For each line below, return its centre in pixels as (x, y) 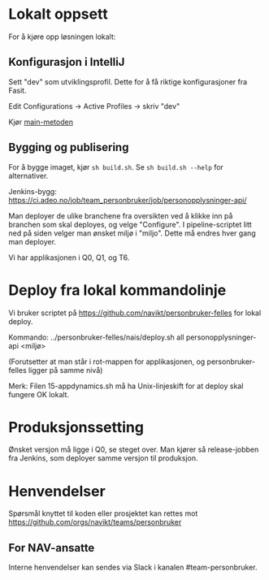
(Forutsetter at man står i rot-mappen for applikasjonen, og (107, 361)
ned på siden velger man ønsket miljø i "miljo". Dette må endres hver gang (132, 233)
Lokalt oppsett (58, 14)
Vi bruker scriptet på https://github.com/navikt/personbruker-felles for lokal (135, 313)
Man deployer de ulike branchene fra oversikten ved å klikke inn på (121, 215)
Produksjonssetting (76, 427)
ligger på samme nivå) (65, 370)
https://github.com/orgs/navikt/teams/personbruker (95, 522)
